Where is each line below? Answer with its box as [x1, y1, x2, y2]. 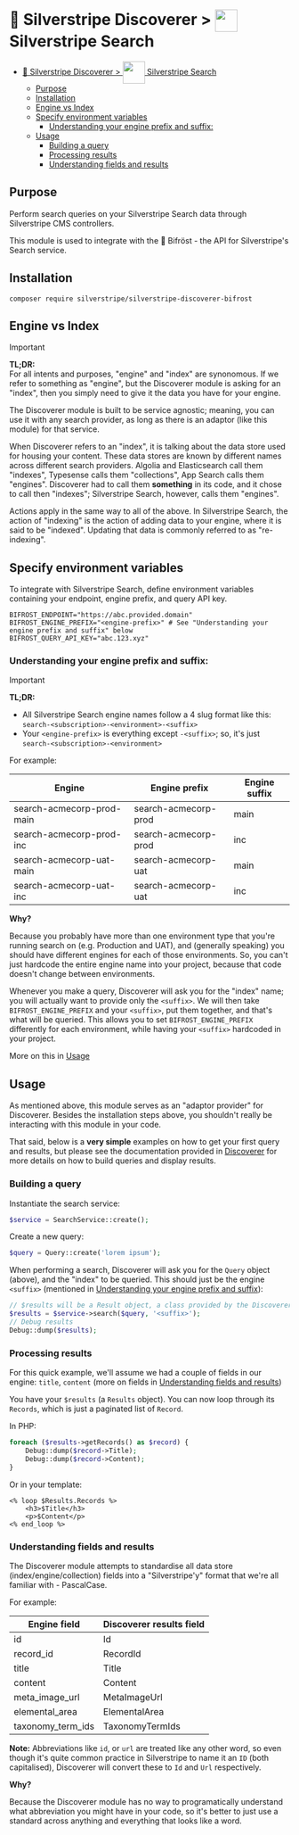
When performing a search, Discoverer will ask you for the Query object [9, 1265, 271, 1276]
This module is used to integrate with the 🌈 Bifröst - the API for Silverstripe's [9, 235, 289, 245]
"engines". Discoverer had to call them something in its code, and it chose [9, 479, 282, 490]
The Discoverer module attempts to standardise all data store [9, 1560, 233, 1571]
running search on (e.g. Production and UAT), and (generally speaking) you [9, 940, 285, 951]
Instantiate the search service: [9, 1198, 120, 1209]
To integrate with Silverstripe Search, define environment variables [9, 584, 255, 595]
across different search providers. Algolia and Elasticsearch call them [9, 460, 263, 471]
